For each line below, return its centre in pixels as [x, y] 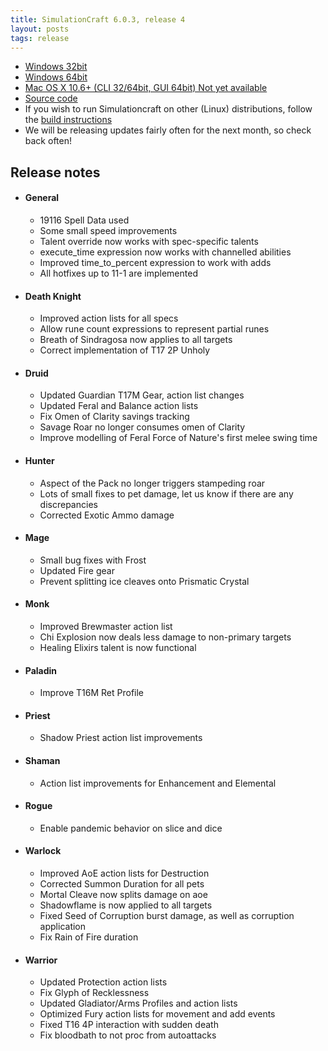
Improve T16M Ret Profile [92, 693]
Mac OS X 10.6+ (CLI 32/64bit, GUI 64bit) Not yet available [146, 88]
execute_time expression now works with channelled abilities [165, 252]
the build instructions [68, 120]
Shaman [42, 760]
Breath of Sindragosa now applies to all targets [136, 340]
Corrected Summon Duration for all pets [122, 884]
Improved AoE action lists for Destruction [124, 873]
